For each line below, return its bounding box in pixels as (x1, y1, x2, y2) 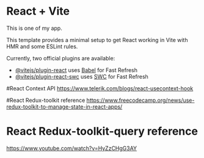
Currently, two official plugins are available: (6, 54, 115, 62)
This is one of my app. (6, 24, 62, 32)
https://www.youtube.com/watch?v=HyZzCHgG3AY (6, 145, 137, 152)
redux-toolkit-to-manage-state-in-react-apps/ (6, 102, 123, 110)
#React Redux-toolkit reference (6, 96, 86, 104)
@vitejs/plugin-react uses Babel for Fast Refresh (15, 66, 138, 74)
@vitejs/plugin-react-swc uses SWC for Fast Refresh (15, 73, 148, 80)
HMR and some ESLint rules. (6, 43, 78, 50)
